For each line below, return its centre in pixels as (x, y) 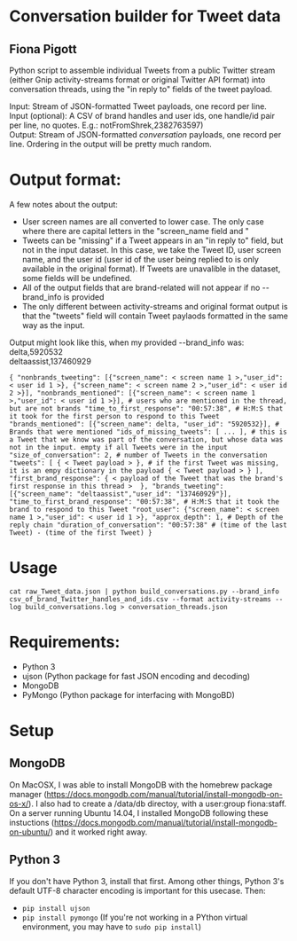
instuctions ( (32, 822)
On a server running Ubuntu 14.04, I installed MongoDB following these (139, 812)
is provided (84, 297)
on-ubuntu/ (30, 832)
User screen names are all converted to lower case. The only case (143, 221)
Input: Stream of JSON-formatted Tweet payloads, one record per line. (138, 106)
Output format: (65, 180)
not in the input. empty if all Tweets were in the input (118, 447)
